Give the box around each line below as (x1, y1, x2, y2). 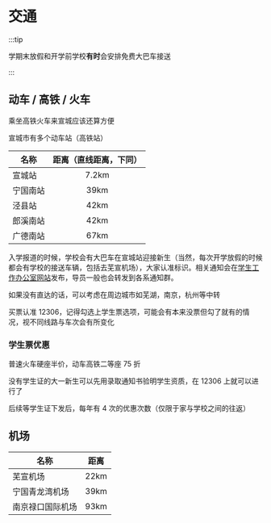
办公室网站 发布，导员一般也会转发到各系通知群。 (15, 272, 178, 282)
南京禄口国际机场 (12, 501, 78, 513)
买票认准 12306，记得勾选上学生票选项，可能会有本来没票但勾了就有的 (8, 307, 244, 316)
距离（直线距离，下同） (52, 154, 143, 165)
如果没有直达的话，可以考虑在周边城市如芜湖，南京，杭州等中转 (8, 290, 220, 299)
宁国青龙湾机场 (12, 486, 70, 497)
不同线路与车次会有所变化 (29, 316, 115, 327)
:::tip (8, 34, 23, 44)
